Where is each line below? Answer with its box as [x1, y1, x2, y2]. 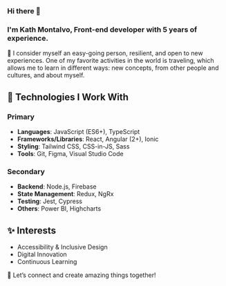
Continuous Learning [17, 258, 77, 266]
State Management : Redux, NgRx [17, 190, 114, 198]
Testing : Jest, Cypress [17, 197, 83, 206]
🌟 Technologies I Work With [7, 91, 129, 103]
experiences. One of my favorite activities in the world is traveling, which [7, 57, 214, 65]
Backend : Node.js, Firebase [17, 182, 97, 191]
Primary [7, 112, 35, 122]
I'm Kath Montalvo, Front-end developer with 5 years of [7, 24, 198, 34]
